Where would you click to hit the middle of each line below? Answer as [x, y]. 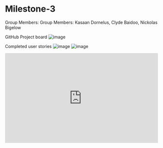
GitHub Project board [26, 37]
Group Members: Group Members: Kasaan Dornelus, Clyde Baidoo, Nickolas [81, 22]
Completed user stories [28, 46]
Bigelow [13, 27]
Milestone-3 [30, 9]
